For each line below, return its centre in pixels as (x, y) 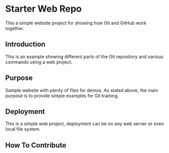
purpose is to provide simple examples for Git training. (62, 96)
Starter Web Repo (44, 9)
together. (15, 28)
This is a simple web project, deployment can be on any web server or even (85, 124)
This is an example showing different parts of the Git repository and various (84, 56)
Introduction (25, 44)
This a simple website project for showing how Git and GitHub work (76, 23)
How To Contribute (36, 145)
